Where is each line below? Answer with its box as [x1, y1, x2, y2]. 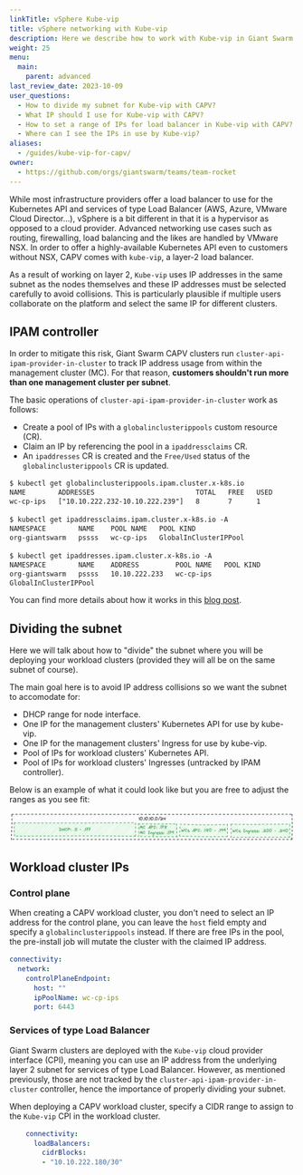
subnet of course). [9, 665, 79, 675]
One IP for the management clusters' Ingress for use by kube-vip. [22, 738, 268, 749]
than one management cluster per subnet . [9, 377, 171, 388]
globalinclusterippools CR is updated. [22, 461, 169, 471]
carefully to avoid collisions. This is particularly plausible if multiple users [9, 288, 282, 299]
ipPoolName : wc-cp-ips [33, 993, 119, 1002]
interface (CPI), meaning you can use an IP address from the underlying [9, 1054, 278, 1065]
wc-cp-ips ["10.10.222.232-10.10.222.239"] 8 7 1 [9, 497, 260, 507]
